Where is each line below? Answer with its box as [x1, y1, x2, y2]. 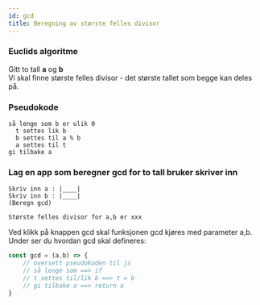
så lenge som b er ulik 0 [8, 120, 95, 128]
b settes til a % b [15, 134, 81, 142]
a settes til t [15, 141, 67, 149]
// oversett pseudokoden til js [23, 259, 131, 267]
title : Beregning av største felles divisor [8, 19, 160, 27]
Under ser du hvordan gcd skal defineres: [8, 236, 147, 246]
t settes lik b [15, 127, 67, 136]
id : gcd [8, 11, 35, 20]
